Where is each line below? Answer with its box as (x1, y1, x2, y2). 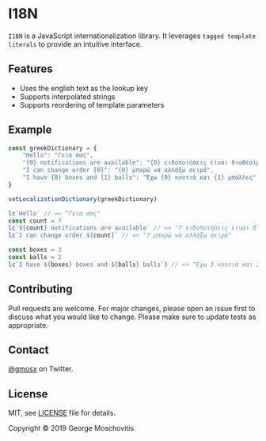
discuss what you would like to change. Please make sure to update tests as (8, 312, 256, 321)
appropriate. (8, 320, 49, 329)
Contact (8, 344, 49, 357)
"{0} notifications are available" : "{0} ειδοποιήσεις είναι (22, 159, 228, 167)
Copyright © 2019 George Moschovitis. (8, 424, 136, 433)
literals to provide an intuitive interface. (8, 39, 142, 48)
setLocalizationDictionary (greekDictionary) (8, 195, 158, 203)
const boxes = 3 (8, 246, 62, 254)
